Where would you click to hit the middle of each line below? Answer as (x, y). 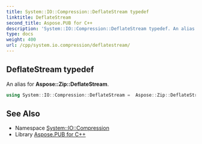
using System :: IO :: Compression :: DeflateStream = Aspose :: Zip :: (88, 95)
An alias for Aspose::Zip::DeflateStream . (58, 84)
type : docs (20, 34)
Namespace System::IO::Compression (62, 128)
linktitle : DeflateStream (38, 17)
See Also (23, 114)
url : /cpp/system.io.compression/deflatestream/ (68, 46)
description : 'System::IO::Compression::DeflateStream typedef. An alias (101, 28)
